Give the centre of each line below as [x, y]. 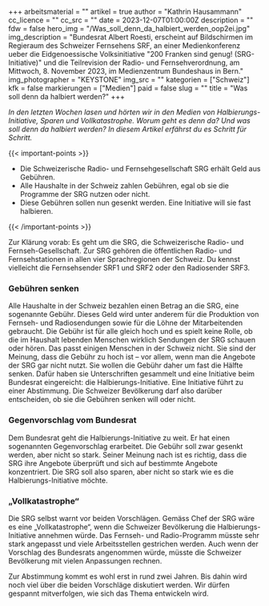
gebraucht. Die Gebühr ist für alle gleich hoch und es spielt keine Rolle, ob [130, 331]
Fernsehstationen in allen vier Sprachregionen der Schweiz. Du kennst [124, 259]
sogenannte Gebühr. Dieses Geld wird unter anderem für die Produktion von [134, 315]
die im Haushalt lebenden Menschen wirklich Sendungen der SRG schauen [132, 340]
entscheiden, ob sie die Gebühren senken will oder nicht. [102, 399]
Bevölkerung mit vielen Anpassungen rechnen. [85, 560]
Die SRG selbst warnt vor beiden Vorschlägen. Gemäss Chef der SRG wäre [131, 518]
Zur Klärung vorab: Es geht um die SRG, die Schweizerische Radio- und [126, 242]
